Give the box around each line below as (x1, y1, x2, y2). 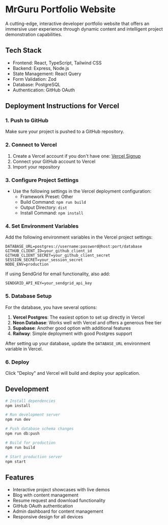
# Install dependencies (5, 398, 56, 403)
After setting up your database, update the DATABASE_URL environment (5, 340, 151, 346)
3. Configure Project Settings (5, 176, 79, 183)
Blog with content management (12, 492, 79, 498)
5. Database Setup (5, 293, 52, 300)
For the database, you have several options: (5, 304, 97, 310)
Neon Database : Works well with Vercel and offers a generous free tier (12, 319, 162, 325)
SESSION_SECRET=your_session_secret (5, 257, 83, 262)
